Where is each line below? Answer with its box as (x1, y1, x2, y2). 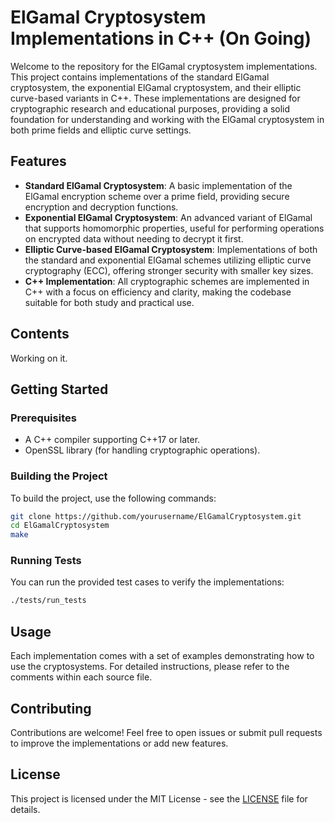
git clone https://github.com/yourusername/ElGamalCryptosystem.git (10, 511, 302, 521)
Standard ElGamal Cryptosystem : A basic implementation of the (24, 179, 293, 191)
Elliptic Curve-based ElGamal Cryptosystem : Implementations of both (24, 243, 318, 255)
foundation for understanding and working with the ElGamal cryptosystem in (10, 113, 325, 125)
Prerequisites (10, 411, 77, 425)
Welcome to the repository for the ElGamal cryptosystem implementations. (10, 60, 318, 72)
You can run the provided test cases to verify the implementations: (10, 576, 285, 588)
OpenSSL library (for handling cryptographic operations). (24, 444, 261, 456)
